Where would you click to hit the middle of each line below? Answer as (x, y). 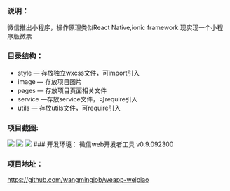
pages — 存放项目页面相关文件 (62, 90)
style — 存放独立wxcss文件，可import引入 (79, 73)
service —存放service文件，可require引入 (77, 99)
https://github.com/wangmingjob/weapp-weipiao (78, 180)
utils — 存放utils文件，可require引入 (69, 108)
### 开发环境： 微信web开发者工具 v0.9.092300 (103, 144)
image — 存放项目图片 (49, 81)
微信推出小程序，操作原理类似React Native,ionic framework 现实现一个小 (112, 28)
